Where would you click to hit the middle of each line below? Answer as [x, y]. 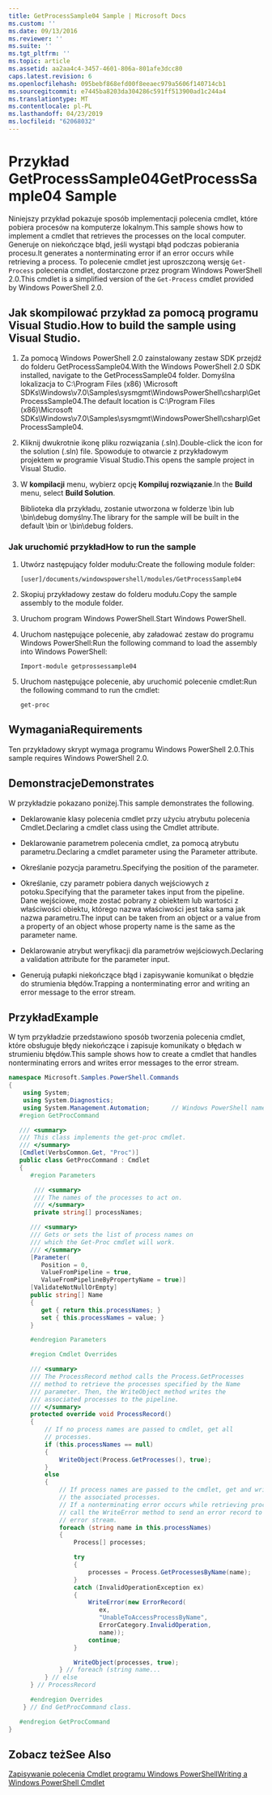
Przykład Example [53, 1018]
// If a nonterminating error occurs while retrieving [154, 1505]
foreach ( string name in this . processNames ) [136, 1527]
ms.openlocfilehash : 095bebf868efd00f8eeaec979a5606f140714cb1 [117, 84]
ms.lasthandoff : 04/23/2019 [56, 114]
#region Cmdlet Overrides [73, 1355]
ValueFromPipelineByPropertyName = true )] [113, 1280]
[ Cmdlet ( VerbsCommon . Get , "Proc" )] [79, 1153]
